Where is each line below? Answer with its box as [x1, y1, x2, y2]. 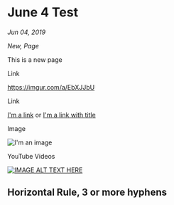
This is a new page [7, 55, 62, 64]
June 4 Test [7, 4, 79, 21]
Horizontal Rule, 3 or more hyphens [7, 186, 168, 199]
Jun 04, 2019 [7, 28, 46, 36]
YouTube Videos [7, 152, 55, 160]
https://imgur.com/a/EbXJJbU [7, 83, 95, 91]
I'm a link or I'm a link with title [7, 110, 96, 119]
